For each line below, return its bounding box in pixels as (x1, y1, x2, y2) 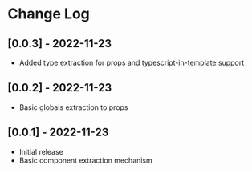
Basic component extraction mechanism (18, 155, 153, 165)
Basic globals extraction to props (18, 102, 128, 112)
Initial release (18, 147, 63, 156)
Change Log (7, 5, 90, 23)
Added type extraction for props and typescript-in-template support (18, 58, 245, 67)
